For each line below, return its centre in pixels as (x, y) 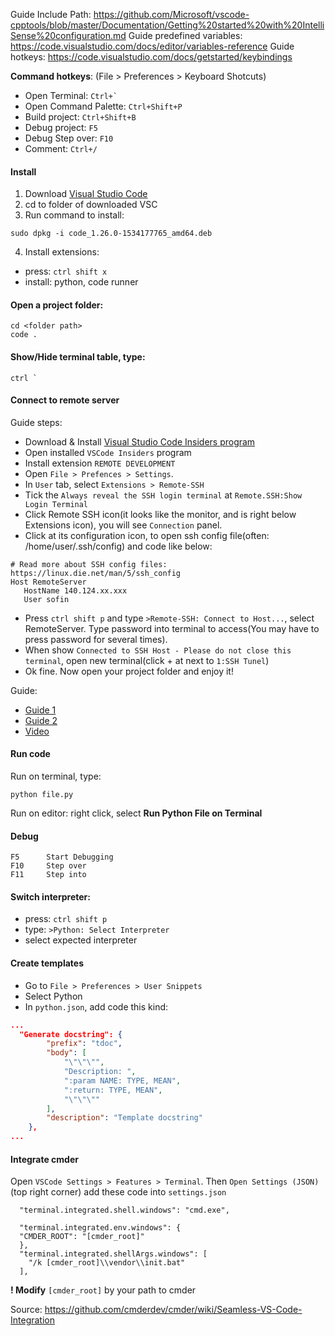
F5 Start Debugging (62, 857)
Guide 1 (40, 710)
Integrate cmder (44, 1159)
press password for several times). (96, 639)
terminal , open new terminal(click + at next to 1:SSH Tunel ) (147, 660)
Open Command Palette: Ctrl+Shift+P (103, 106)
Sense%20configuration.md (68, 35)
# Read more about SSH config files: (89, 564)
